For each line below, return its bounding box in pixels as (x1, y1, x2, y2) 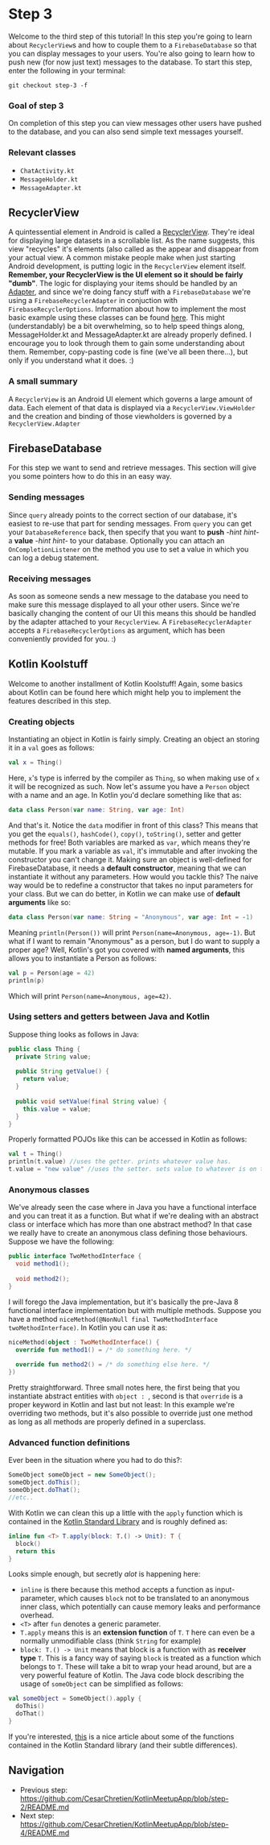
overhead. (19, 1610, 55, 1620)
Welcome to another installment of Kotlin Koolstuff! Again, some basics (8, 679, 243, 688)
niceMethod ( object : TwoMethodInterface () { (8, 1338, 160, 1346)
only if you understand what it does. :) (8, 355, 134, 365)
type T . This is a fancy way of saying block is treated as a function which (19, 1653, 261, 1663)
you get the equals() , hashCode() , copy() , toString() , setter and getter (8, 829, 242, 838)
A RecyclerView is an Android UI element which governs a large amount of (8, 394, 253, 404)
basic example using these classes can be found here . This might (8, 313, 225, 322)
